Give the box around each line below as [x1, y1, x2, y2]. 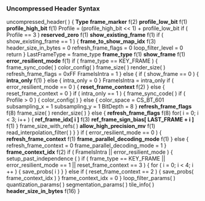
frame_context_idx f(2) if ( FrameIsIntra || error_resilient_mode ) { [6, 148, 173, 156]
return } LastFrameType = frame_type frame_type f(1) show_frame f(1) [6, 51, 186, 58]
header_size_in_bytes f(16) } [6, 188, 80, 195]
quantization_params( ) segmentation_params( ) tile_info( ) [6, 181, 155, 188]
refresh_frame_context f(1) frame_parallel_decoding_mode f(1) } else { [6, 135, 189, 143]
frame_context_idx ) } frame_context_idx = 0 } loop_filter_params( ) [6, 175, 176, 182]
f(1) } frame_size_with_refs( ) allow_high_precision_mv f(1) [6, 123, 155, 130]
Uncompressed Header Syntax [6, 4, 100, 13]
